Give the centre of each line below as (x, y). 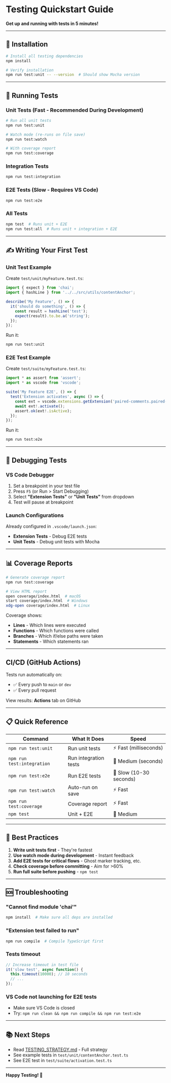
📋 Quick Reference (37, 722)
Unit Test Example (29, 267)
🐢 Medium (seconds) (138, 761)
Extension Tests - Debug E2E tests (50, 536)
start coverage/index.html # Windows (47, 601)
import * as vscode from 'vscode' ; (43, 383)
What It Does (88, 739)
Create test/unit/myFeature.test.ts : (45, 279)
